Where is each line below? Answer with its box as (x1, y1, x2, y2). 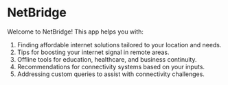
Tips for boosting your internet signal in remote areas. (16, 48, 170, 56)
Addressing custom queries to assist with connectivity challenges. (16, 70, 205, 78)
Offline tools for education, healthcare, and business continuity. (16, 55, 197, 63)
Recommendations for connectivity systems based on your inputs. (16, 62, 205, 71)
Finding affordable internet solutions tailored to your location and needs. (16, 40, 222, 49)
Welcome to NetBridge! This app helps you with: (7, 27, 144, 36)
